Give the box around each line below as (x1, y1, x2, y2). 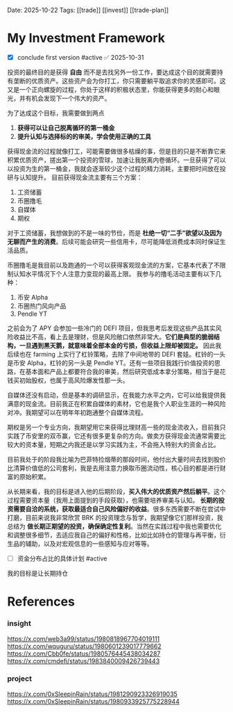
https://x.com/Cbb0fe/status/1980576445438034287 (7, 649, 161, 658)
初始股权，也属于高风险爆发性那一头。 (19, 376, 129, 385)
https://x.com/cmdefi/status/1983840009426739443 (7, 656, 160, 665)
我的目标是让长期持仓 (7, 569, 68, 578)
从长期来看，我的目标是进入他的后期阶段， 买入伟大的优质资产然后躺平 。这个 (7, 487, 226, 496)
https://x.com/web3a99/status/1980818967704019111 (7, 634, 160, 642)
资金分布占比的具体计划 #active (17, 554, 107, 563)
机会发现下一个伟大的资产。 (31, 94, 111, 102)
